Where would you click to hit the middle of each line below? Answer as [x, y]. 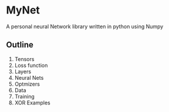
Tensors [24, 59]
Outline [20, 45]
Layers [23, 72]
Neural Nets [29, 77]
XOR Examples [33, 103]
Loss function [31, 65]
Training [25, 96]
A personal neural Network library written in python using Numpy [85, 26]
